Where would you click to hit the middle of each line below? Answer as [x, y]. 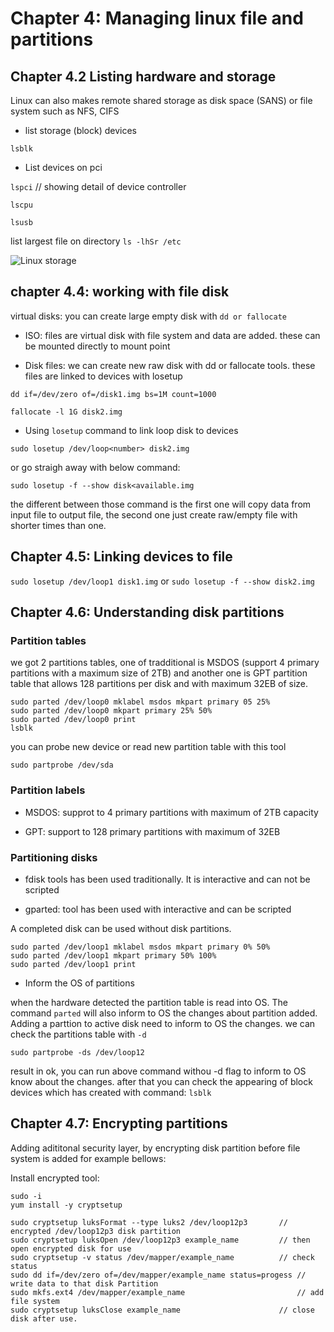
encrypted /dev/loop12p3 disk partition [96, 1231]
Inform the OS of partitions [79, 983]
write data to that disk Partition [84, 1283]
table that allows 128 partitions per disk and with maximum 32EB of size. [159, 684]
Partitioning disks [54, 857]
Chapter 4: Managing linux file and [157, 18]
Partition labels [48, 790]
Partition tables [48, 640]
